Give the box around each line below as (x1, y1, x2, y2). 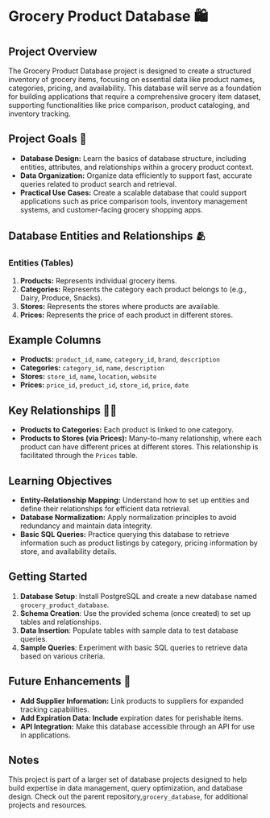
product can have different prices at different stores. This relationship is (19, 442, 259, 452)
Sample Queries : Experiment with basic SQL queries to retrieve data (19, 642, 248, 652)
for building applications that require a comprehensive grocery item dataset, (8, 92, 261, 101)
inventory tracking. (8, 109, 71, 118)
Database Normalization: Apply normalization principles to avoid (19, 512, 237, 522)
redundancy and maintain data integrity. (19, 521, 153, 531)
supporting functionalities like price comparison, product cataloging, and (8, 101, 250, 109)
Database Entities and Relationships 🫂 (8, 229, 207, 243)
